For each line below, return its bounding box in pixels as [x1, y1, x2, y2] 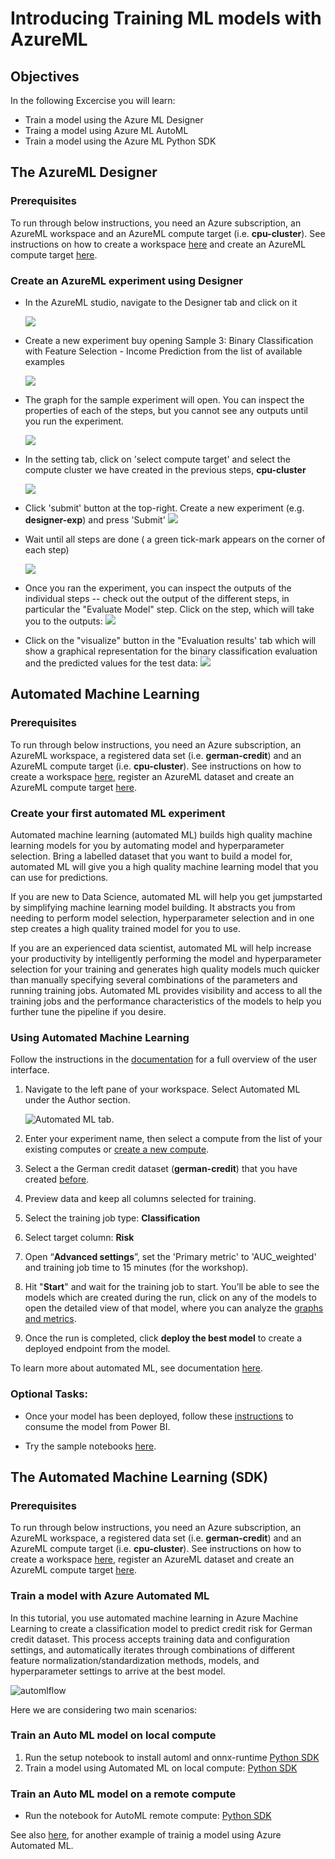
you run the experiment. [24, 415, 125, 427]
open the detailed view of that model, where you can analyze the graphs [24, 1302, 324, 1314]
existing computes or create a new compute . [24, 1143, 210, 1156]
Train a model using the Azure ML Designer [24, 114, 204, 126]
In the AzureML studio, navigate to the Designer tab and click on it [24, 296, 298, 308]
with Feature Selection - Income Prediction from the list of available [24, 345, 303, 357]
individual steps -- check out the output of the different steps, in [24, 592, 290, 604]
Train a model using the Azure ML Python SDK [24, 135, 217, 147]
